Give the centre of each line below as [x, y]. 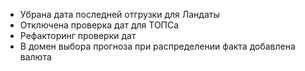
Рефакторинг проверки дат [78, 35]
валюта [35, 57]
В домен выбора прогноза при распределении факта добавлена [157, 46]
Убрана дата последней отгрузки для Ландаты [119, 14]
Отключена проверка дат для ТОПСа [99, 25]
